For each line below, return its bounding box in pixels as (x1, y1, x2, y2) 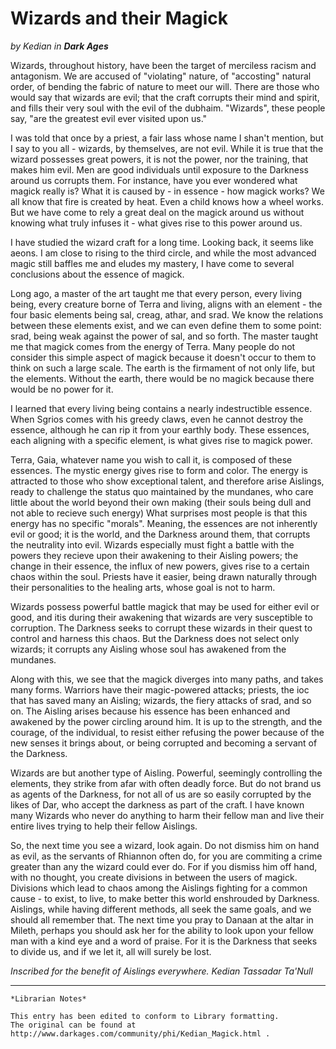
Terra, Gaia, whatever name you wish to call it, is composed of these (10, 453, 293, 466)
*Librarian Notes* (10, 993, 87, 1004)
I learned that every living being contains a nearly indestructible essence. (10, 402, 313, 414)
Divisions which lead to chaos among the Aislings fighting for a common (10, 882, 308, 894)
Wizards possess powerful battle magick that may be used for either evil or (10, 600, 320, 612)
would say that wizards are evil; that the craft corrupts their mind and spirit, (10, 91, 320, 103)
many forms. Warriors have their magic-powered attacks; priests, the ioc (10, 683, 310, 696)
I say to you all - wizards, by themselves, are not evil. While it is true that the (10, 142, 324, 154)
